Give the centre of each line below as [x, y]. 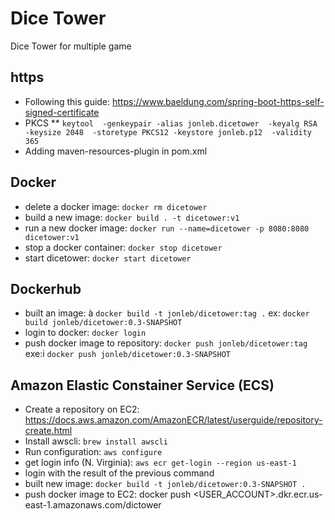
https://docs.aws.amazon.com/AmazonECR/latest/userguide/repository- [173, 420]
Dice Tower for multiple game [71, 46]
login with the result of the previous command [119, 473]
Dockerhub [46, 288]
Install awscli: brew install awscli [96, 441]
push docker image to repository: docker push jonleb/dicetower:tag [166, 343]
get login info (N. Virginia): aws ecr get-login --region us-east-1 [160, 463]
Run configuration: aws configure [93, 452]
